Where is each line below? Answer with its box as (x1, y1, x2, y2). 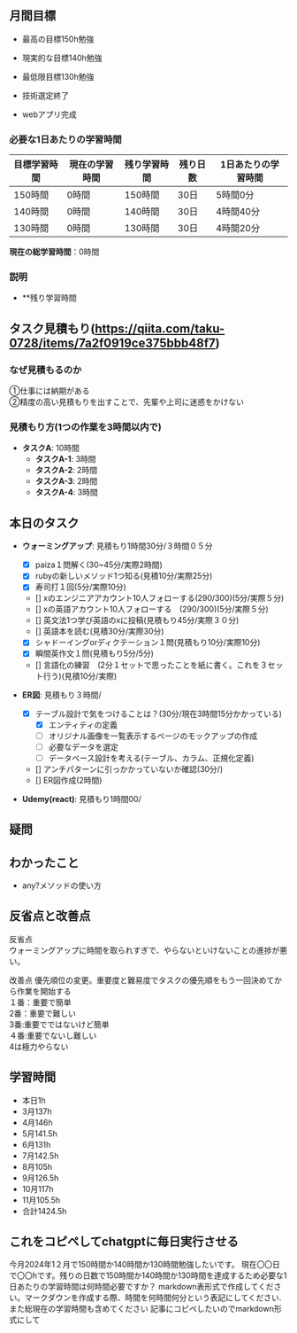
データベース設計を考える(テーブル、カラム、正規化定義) (48, 752, 255, 763)
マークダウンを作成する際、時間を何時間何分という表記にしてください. (24, 1292, 282, 1303)
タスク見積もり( (9, 321, 95, 336)
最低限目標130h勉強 (21, 71, 95, 82)
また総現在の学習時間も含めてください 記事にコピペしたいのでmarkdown (9, 1304, 274, 1314)
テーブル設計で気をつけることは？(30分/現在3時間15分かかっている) (34, 708, 283, 719)
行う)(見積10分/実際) (42, 670, 118, 681)
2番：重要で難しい (9, 1008, 77, 1018)
